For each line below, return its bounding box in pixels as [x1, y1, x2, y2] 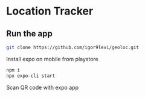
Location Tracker [6, 4, 94, 18]
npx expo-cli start [6, 73, 56, 79]
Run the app [6, 28, 53, 39]
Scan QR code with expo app [6, 84, 79, 91]
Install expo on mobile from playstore [6, 55, 98, 62]
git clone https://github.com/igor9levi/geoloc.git [6, 44, 139, 50]
